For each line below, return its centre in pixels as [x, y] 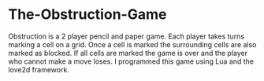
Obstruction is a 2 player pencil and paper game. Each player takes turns [126, 36]
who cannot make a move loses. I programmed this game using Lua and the [131, 61]
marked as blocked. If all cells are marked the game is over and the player [128, 53]
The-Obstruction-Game [87, 15]
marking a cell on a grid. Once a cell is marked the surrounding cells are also [132, 44]
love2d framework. [39, 69]
